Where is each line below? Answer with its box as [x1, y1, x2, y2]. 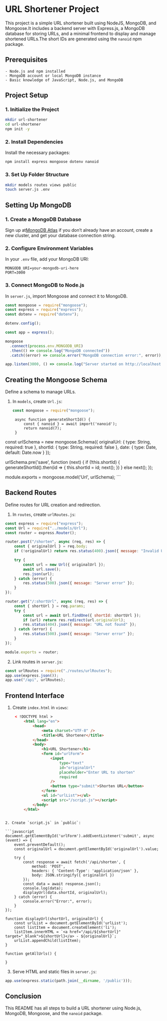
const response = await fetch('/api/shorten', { [23, 860, 126, 865]
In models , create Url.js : [12, 399, 63, 405]
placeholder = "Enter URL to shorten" [59, 770, 135, 775]
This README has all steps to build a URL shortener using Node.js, [5, 1005, 142, 1011]
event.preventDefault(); [14, 842, 66, 847]
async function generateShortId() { [14, 417, 91, 422]
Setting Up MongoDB [5, 201, 72, 209]
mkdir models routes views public [5, 182, 77, 187]
